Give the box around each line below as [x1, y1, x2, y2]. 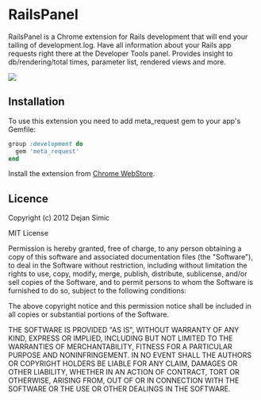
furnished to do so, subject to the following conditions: [8, 286, 186, 295]
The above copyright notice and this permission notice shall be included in [8, 302, 251, 311]
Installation [8, 95, 65, 109]
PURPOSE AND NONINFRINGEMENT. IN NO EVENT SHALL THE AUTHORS [8, 351, 252, 360]
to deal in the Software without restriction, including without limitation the [8, 260, 248, 271]
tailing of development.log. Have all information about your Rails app [8, 40, 232, 49]
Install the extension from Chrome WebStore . [8, 169, 155, 179]
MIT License [8, 229, 49, 238]
